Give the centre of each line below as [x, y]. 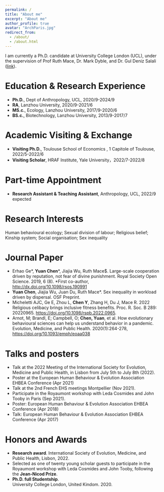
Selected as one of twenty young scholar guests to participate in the [81, 463]
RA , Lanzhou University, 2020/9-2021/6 [52, 105]
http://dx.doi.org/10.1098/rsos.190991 [49, 287]
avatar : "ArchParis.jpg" [30, 28]
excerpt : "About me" [26, 19]
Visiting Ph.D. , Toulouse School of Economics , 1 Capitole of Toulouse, [83, 149]
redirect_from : [21, 32]
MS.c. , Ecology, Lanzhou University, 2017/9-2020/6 [65, 110]
